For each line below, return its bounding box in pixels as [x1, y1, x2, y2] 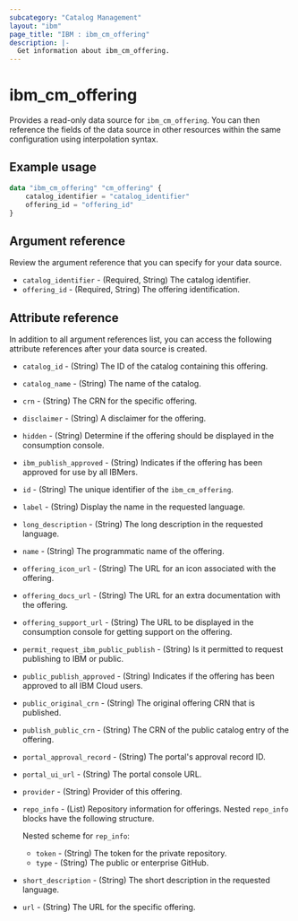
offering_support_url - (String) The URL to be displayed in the [21, 617, 254, 628]
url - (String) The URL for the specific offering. [21, 902, 196, 912]
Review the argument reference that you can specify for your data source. [9, 257, 283, 268]
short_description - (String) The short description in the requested [21, 875, 271, 885]
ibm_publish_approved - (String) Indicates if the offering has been [21, 457, 263, 467]
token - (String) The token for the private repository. [35, 848, 227, 858]
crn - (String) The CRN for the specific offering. [21, 395, 198, 406]
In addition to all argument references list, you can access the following [9, 334, 272, 344]
